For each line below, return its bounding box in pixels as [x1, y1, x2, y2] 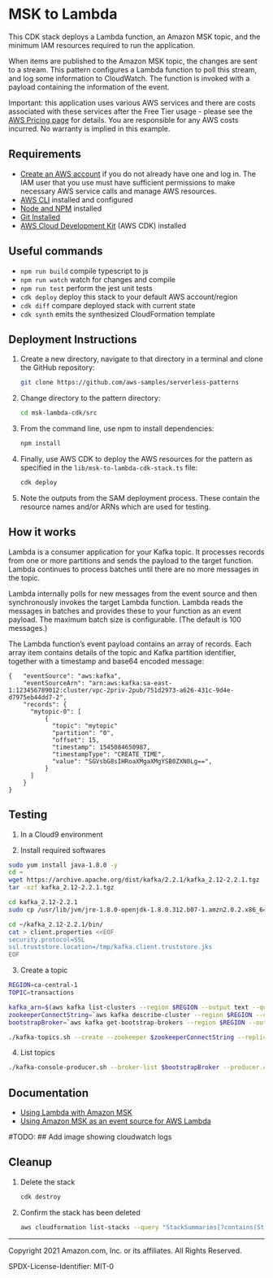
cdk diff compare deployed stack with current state [19, 300, 196, 310]
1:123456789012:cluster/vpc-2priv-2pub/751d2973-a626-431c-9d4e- [8, 686, 234, 694]
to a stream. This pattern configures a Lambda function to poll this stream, [8, 64, 258, 74]
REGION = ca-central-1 [8, 981, 79, 989]
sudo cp [8, 906, 35, 914]
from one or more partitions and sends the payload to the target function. [8, 555, 253, 565]
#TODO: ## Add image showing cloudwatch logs [8, 1132, 172, 1142]
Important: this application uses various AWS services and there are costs [8, 98, 256, 107]
